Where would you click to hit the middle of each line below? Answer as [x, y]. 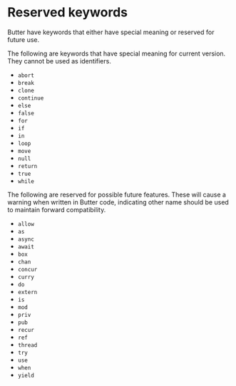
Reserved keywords [68, 12]
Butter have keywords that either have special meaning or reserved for [111, 32]
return [27, 166]
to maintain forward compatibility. [57, 209]
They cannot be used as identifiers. [60, 61]
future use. [24, 39]
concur [27, 269]
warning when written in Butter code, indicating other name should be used [118, 202]
